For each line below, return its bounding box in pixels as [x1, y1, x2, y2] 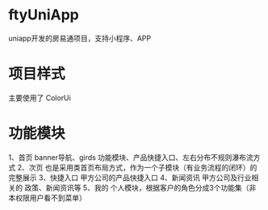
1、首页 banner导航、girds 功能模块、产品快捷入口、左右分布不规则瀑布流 [8, 152, 254, 162]
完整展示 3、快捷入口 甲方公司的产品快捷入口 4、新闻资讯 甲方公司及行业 [8, 172, 252, 183]
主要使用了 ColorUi [8, 93, 71, 103]
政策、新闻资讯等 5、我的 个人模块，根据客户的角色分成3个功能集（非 [23, 183, 257, 192]
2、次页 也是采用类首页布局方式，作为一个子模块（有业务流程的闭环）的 [17, 162, 258, 172]
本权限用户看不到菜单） [8, 192, 86, 203]
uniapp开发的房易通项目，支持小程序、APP [8, 33, 152, 43]
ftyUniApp [8, 6, 79, 24]
